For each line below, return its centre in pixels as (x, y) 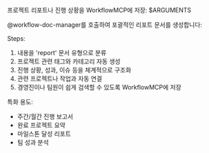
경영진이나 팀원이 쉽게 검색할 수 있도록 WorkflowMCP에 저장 (99, 87)
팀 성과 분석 (33, 142)
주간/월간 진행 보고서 (45, 116)
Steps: (16, 39)
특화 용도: (20, 102)
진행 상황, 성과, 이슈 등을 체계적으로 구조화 (74, 70)
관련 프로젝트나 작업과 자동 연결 (59, 79)
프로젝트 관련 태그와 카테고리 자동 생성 (69, 61)
